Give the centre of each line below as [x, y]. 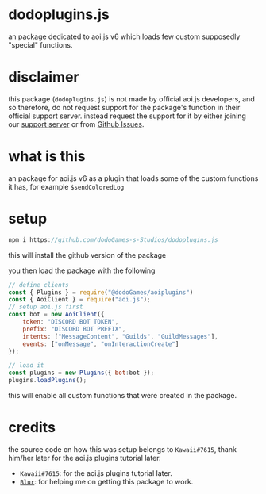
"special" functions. [40, 44]
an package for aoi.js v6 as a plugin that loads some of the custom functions [133, 178]
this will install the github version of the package [87, 255]
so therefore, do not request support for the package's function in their [124, 107]
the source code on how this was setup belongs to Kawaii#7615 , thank [122, 449]
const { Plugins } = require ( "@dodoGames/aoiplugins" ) [101, 292]
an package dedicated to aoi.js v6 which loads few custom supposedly [124, 36]
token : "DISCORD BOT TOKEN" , [71, 322]
